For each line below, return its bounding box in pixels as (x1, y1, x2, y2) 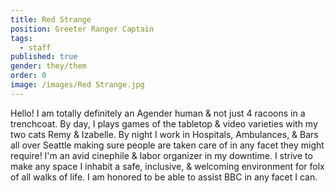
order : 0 (10, 71, 47, 81)
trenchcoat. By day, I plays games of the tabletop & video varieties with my (10, 117, 318, 130)
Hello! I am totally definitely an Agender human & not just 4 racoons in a (10, 107, 306, 119)
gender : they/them (10, 61, 87, 71)
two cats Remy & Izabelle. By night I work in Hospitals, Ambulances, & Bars (10, 128, 319, 140)
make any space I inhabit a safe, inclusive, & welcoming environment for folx (10, 160, 325, 172)
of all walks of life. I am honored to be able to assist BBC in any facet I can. (10, 171, 318, 183)
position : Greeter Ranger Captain (10, 24, 155, 34)
